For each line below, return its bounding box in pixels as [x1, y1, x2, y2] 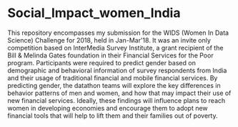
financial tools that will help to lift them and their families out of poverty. [7, 111, 218, 120]
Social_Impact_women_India [7, 5, 181, 21]
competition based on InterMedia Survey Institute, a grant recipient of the [7, 43, 224, 52]
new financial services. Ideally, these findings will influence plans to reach [7, 96, 226, 104]
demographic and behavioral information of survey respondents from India [7, 66, 227, 74]
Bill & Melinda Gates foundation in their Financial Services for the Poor [7, 51, 214, 60]
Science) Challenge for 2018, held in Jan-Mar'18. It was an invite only [7, 35, 211, 44]
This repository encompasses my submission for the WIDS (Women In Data [7, 28, 229, 37]
